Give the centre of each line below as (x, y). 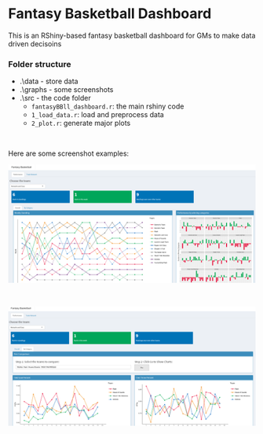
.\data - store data (49, 81)
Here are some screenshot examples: (69, 153)
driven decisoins (35, 43)
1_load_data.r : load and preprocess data (98, 115)
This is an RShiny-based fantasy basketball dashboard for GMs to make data (132, 35)
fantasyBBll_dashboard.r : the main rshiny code (108, 106)
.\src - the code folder (55, 98)
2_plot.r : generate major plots (81, 123)
